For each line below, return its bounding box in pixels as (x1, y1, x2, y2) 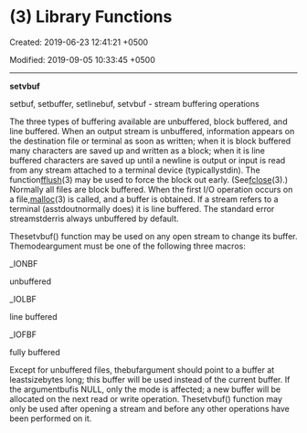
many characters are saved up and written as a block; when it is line (9, 144, 265, 156)
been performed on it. (9, 413, 92, 424)
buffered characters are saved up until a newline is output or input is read (9, 154, 286, 165)
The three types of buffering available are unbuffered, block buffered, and (9, 116, 288, 127)
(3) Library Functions (9, 6, 173, 27)
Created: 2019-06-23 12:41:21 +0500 (9, 37, 149, 48)
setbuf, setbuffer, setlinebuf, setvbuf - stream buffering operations (9, 98, 260, 109)
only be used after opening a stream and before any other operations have (9, 403, 291, 414)
